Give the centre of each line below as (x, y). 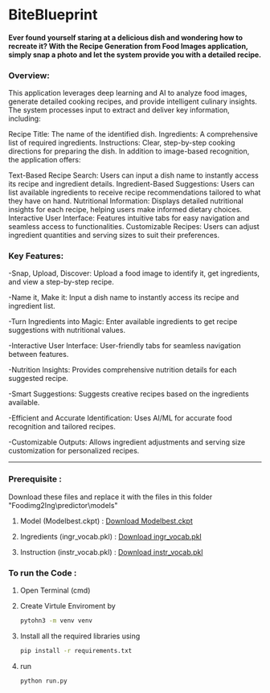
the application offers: (45, 160)
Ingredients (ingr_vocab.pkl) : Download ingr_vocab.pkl (111, 536)
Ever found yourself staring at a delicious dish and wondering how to (126, 37)
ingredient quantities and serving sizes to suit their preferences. (114, 236)
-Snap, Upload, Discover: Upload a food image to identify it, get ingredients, (134, 273)
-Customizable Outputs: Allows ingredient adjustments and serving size (127, 442)
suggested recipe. (38, 379)
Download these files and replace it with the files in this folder (110, 497)
